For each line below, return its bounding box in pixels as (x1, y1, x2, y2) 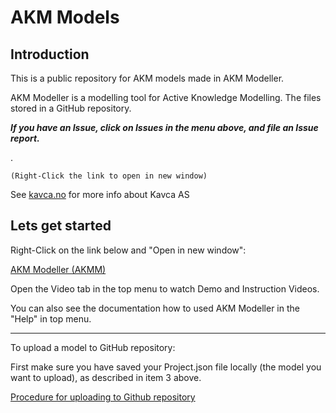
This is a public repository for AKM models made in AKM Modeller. (10, 72, 285, 84)
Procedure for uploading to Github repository (10, 391, 196, 403)
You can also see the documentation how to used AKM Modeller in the (10, 302, 300, 314)
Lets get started (10, 217, 112, 235)
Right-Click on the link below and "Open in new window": (10, 244, 247, 256)
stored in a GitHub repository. (10, 102, 132, 114)
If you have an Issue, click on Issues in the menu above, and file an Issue (10, 122, 319, 133)
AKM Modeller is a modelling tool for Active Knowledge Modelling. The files (10, 92, 322, 103)
